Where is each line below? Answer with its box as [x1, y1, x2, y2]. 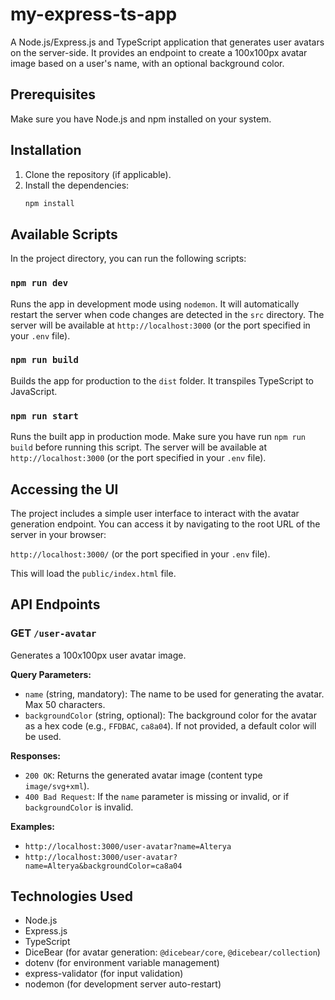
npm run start [10, 410, 79, 422]
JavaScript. [10, 385, 58, 397]
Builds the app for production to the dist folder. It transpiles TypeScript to [10, 374, 314, 387]
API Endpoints [10, 596, 101, 613]
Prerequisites [10, 86, 96, 103]
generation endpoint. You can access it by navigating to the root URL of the [10, 518, 321, 530]
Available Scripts [10, 226, 118, 243]
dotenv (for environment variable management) [24, 957, 220, 969]
